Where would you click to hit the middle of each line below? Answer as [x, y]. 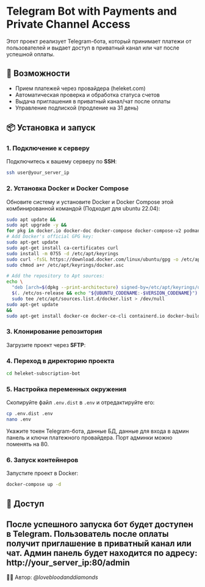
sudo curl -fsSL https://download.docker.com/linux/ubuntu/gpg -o [92, 259]
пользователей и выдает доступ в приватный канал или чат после [93, 48]
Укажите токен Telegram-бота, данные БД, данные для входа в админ [98, 431]
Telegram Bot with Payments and [92, 11]
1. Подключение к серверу [48, 148]
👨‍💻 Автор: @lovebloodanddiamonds [52, 577]
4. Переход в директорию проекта [60, 361]
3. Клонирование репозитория [54, 332]
